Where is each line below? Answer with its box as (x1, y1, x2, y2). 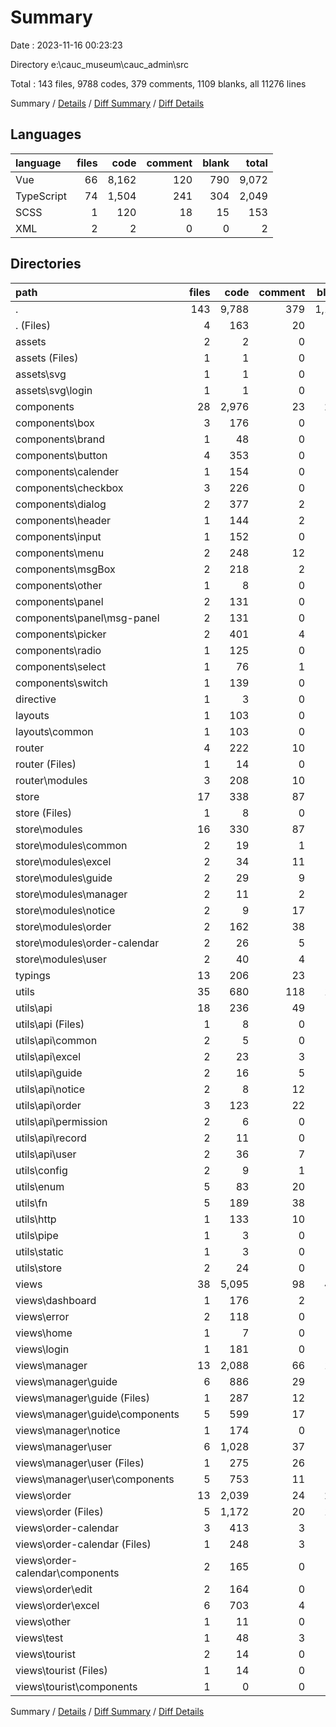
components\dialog (15, 497, 107, 511)
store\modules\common (15, 838, 128, 852)
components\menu (15, 546, 105, 560)
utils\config (15, 1163, 68, 1177)
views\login (15, 1342, 70, 1356)
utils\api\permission (15, 1114, 108, 1128)
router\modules (15, 773, 88, 787)
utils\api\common (15, 1033, 98, 1047)
